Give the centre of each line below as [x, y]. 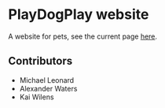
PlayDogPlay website [79, 15]
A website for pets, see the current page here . [83, 36]
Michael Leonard [47, 80]
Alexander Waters [48, 88]
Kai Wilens [37, 97]
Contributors [40, 61]
